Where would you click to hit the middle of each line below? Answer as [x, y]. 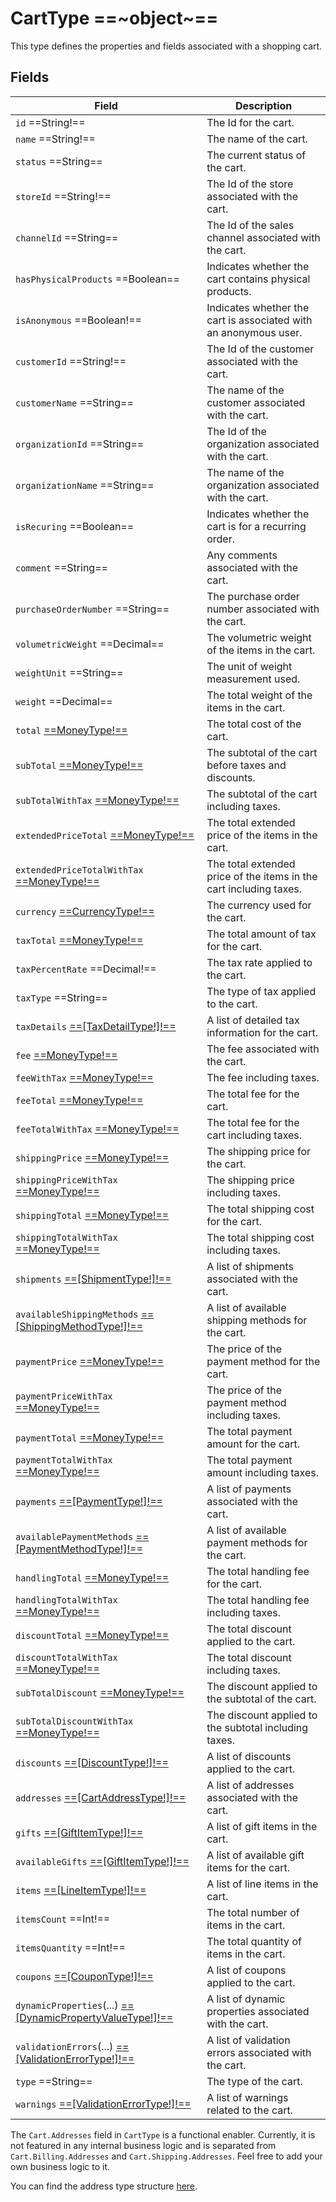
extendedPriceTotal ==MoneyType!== [105, 835]
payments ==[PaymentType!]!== [89, 1501]
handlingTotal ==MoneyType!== [92, 1577]
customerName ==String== [74, 402]
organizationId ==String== [80, 444]
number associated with [263, 609]
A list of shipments [250, 1266]
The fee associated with [263, 1049]
